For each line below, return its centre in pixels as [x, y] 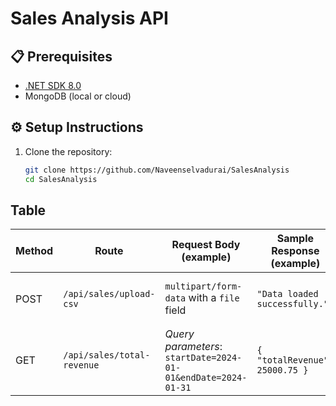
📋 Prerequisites [61, 56]
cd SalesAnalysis [61, 179]
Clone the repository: [68, 151]
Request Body [206, 245]
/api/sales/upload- [109, 294]
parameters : [193, 347]
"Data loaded [287, 294]
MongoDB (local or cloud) [78, 96]
